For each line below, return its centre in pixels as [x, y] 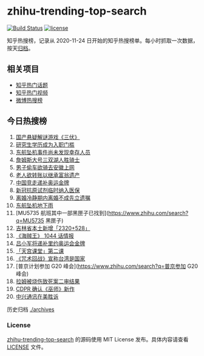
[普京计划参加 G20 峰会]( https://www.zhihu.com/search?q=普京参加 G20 [107, 266]
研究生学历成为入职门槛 [45, 145]
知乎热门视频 [32, 92]
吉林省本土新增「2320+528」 [53, 228]
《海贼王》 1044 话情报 [45, 236]
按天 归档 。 [20, 48]
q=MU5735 [30, 221]
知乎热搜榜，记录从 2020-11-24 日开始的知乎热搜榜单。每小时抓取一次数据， [103, 40]
